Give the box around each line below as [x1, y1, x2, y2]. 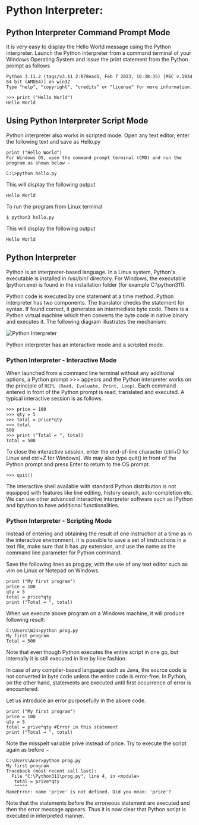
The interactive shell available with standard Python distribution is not [6, 482, 176, 489]
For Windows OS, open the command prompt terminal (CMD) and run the [6, 154, 182, 161]
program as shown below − [6, 160, 70, 166]
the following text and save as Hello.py [6, 138, 101, 145]
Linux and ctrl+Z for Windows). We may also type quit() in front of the [6, 454, 176, 461]
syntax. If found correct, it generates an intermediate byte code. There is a [6, 305, 189, 312]
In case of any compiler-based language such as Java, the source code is [6, 666, 187, 674]
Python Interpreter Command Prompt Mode [6, 27, 170, 38]
